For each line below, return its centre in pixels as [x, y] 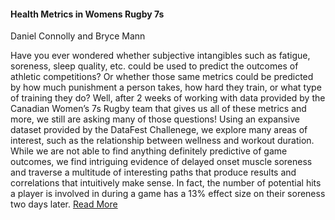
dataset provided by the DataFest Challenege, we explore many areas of [159, 130]
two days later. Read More [64, 204]
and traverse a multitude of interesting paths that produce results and [153, 172]
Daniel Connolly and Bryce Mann [78, 36]
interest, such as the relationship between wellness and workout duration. [162, 141]
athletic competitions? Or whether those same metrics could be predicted [162, 77]
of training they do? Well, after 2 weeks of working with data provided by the [168, 98]
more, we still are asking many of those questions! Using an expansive [155, 119]
